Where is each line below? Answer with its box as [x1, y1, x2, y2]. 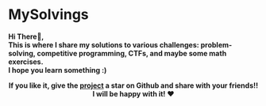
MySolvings [8, 6, 89, 24]
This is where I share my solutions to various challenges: [8, 40, 200, 49]
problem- [200, 40, 233, 49]
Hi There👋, [8, 32, 44, 41]
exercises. [8, 57, 44, 66]
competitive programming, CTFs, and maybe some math [37, 48, 227, 58]
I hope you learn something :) [8, 65, 107, 74]
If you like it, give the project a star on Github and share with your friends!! [8, 81, 259, 90]
